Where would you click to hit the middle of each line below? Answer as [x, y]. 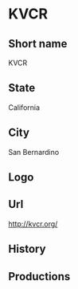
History [27, 249]
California [24, 107]
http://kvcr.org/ [33, 224]
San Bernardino [34, 152]
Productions [39, 277]
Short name [38, 44]
